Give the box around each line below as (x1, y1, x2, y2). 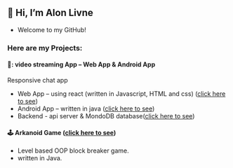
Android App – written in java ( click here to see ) (17, 104, 155, 113)
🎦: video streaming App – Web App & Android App (7, 60, 156, 69)
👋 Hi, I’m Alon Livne (7, 7, 93, 19)
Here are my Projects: (7, 43, 83, 52)
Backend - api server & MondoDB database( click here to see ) (17, 111, 195, 120)
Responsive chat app (7, 76, 68, 84)
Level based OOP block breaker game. (17, 146, 129, 155)
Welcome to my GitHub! (17, 25, 86, 34)
